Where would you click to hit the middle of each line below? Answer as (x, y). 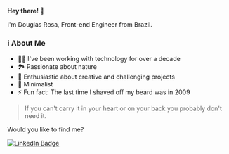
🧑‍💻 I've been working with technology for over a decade (99, 59)
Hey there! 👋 (26, 11)
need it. (35, 116)
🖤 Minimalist (35, 84)
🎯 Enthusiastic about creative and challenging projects (96, 77)
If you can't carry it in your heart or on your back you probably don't (123, 108)
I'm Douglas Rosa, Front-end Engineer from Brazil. (80, 24)
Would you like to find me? (46, 129)
